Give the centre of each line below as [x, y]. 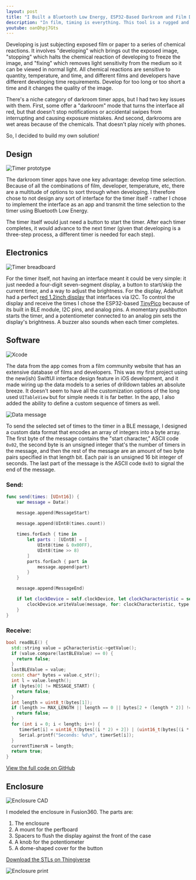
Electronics [27, 253]
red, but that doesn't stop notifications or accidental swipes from [84, 112]
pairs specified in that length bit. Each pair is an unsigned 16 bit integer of [94, 457]
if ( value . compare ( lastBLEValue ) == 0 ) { [62, 653]
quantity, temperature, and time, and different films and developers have [93, 76]
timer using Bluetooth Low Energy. [47, 211]
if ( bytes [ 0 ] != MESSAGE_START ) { [53, 686]
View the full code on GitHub [41, 768]
